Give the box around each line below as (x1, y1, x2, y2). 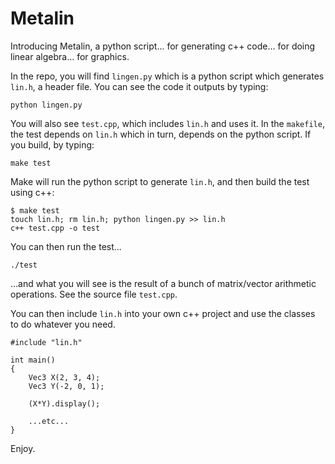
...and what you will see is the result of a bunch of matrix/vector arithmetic (10, 277, 317, 289)
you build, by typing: (10, 138, 95, 151)
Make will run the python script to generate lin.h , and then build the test (10, 175, 310, 187)
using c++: (10, 186, 55, 198)
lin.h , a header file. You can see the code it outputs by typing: (10, 80, 269, 92)
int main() (10, 355, 56, 365)
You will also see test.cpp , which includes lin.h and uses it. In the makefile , (10, 117, 325, 129)
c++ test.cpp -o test (10, 223, 101, 233)
